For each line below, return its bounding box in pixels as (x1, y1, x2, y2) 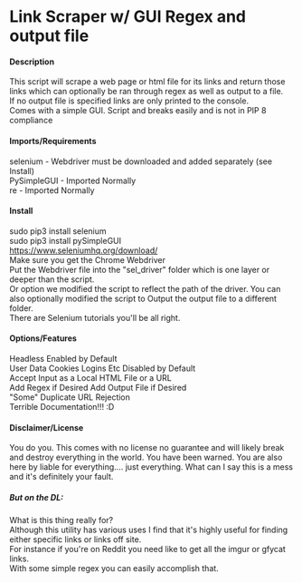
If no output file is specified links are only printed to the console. (9, 95, 250, 106)
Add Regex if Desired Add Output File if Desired (9, 383, 187, 393)
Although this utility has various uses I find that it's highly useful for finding (9, 524, 288, 536)
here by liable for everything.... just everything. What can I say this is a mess (9, 462, 294, 472)
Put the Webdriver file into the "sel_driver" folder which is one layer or (9, 264, 270, 275)
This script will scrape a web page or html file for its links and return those (9, 76, 286, 87)
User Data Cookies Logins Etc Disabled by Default (9, 363, 196, 374)
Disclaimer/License (9, 422, 84, 432)
